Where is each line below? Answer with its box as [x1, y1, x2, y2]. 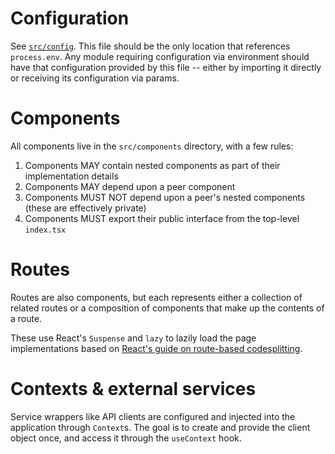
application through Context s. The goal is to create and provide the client [10, 421, 311, 433]
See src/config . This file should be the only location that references [10, 40, 291, 52]
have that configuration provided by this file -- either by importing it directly [10, 61, 322, 73]
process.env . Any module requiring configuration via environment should [10, 50, 310, 62]
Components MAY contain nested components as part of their [24, 159, 281, 171]
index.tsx [24, 225, 67, 235]
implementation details [24, 170, 119, 182]
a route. [10, 312, 43, 324]
